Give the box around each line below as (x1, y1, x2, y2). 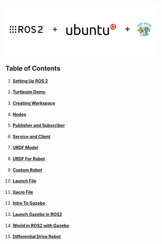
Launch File (12, 178, 37, 184)
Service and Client (12, 133, 51, 139)
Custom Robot (12, 167, 43, 173)
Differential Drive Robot (12, 234, 61, 240)
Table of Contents (5, 65, 61, 73)
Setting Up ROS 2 (12, 78, 48, 84)
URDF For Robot (12, 156, 45, 161)
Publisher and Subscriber (12, 122, 65, 128)
